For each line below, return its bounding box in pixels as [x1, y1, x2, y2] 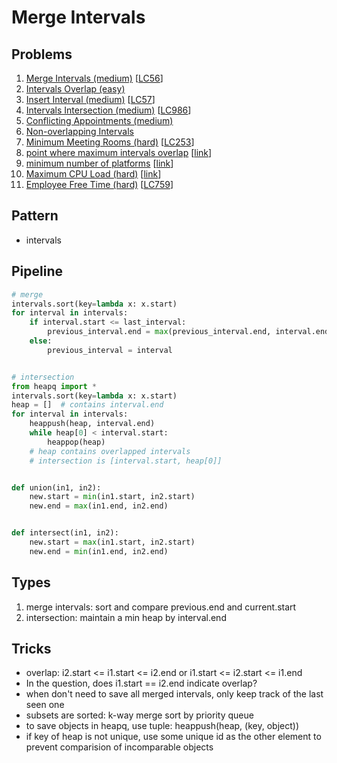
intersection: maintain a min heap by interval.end [25, 611, 227, 623]
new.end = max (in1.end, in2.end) [29, 501, 169, 511]
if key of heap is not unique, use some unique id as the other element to [25, 731, 322, 743]
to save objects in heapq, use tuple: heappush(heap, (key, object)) [25, 720, 299, 732]
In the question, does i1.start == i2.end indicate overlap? [25, 677, 258, 690]
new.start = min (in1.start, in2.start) [29, 492, 196, 502]
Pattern [11, 207, 59, 225]
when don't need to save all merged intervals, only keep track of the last [25, 688, 324, 700]
